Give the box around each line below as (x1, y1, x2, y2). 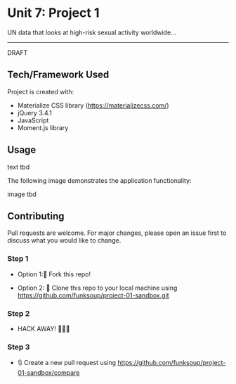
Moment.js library (17, 123, 69, 132)
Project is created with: (7, 87, 74, 96)
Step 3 (7, 342, 30, 352)
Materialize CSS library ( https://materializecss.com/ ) (17, 101, 170, 110)
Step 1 (7, 254, 29, 264)
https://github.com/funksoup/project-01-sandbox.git (17, 290, 170, 300)
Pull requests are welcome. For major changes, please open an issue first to (7, 229, 227, 237)
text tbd (7, 162, 30, 171)
